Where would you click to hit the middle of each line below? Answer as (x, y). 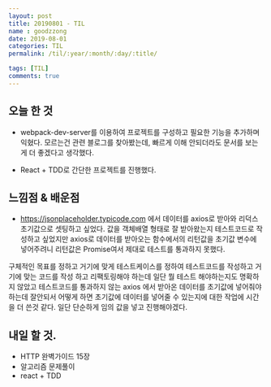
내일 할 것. (32, 335)
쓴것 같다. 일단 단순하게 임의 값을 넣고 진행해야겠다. (107, 307)
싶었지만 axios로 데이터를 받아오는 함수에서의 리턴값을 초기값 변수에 (149, 239)
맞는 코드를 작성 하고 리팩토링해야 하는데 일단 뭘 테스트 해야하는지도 (130, 276)
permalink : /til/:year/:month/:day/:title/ (83, 54)
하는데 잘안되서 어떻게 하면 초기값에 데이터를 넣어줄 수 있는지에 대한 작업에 (127, 297)
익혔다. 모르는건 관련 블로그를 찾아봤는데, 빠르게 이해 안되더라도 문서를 (131, 142)
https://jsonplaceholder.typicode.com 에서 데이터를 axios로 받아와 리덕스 (139, 219)
